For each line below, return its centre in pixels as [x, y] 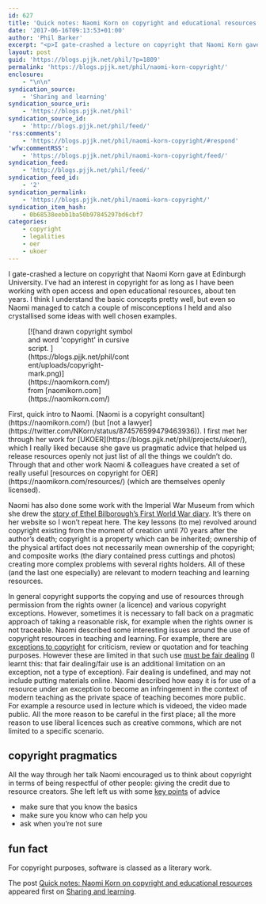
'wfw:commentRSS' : [38, 148]
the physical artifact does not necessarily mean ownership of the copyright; [132, 547]
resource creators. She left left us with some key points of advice [114, 791]
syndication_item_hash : [47, 207]
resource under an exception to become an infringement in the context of [128, 688]
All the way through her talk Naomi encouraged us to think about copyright [130, 775]
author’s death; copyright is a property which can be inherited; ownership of [133, 539]
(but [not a [109, 422]
